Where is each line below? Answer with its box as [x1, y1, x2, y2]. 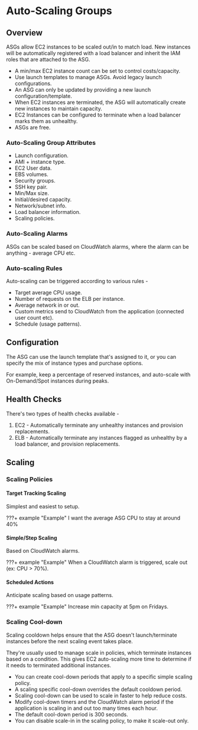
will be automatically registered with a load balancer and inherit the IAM [6, 50, 181, 57]
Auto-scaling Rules [6, 264, 63, 272]
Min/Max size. [14, 190, 49, 197]
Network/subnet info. [14, 202, 67, 209]
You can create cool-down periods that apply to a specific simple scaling [14, 673, 193, 680]
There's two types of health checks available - [6, 410, 119, 417]
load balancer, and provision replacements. [14, 440, 120, 447]
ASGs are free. [14, 124, 51, 131]
